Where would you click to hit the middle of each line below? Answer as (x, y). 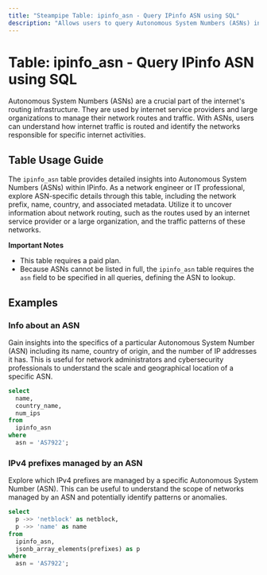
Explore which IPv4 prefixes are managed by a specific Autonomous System (133, 480)
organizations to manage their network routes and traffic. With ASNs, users (131, 118)
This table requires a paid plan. (70, 261)
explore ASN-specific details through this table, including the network (122, 196)
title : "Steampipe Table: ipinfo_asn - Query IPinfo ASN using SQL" (124, 16)
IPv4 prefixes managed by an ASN (75, 463)
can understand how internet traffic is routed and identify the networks (124, 126)
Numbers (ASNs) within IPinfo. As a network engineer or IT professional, (127, 188)
